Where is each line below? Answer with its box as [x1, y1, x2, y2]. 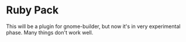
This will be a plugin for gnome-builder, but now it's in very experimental [6, 23, 181, 30]
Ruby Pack [6, 3, 59, 17]
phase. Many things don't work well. [6, 29, 94, 36]
